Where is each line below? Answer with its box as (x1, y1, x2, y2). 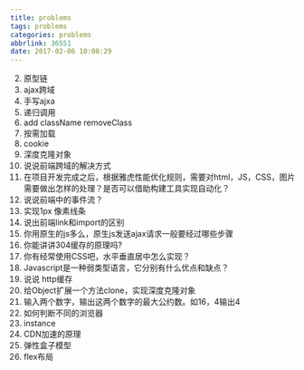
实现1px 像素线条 (23, 206, 87, 217)
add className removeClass (23, 117, 133, 128)
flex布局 (23, 351, 53, 363)
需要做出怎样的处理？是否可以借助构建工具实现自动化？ (23, 183, 230, 194)
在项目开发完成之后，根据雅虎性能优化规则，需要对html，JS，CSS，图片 (23, 171, 296, 182)
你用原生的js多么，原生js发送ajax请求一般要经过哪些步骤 (23, 229, 234, 239)
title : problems (10, 13, 71, 23)
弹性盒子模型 (23, 340, 71, 351)
